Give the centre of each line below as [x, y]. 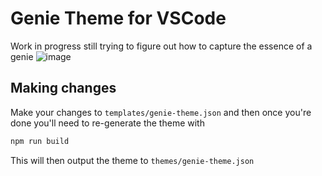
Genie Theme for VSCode [118, 18]
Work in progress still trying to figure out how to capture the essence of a [161, 46]
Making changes [63, 88]
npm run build [40, 141]
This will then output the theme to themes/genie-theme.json [132, 160]
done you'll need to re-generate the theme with [107, 123]
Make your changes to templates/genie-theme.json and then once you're [161, 112]
